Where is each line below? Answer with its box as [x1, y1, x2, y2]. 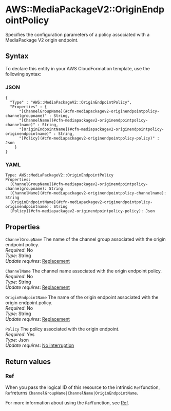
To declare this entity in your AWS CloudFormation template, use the [5, 65, 150, 71]
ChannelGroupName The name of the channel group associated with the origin [5, 236, 166, 242]
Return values [5, 357, 51, 366]
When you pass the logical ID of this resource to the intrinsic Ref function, [5, 384, 160, 390]
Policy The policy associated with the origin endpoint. [5, 326, 120, 332]
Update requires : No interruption [5, 342, 74, 348]
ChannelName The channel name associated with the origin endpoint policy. [5, 268, 162, 274]
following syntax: [5, 71, 42, 77]
